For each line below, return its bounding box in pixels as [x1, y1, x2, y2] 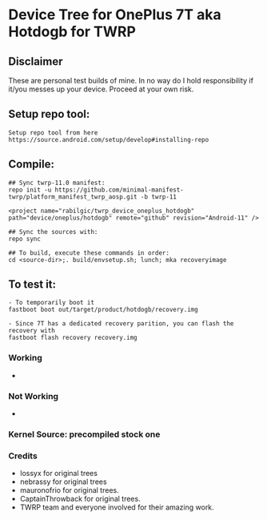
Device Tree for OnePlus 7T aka [8, 6, 221, 24]
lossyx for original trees [19, 469, 98, 478]
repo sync [8, 235, 42, 243]
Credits [8, 450, 38, 462]
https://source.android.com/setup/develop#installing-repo [8, 135, 209, 143]
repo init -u [8, 186, 52, 194]
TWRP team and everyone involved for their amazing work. [19, 502, 214, 512]
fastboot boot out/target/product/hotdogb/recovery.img [8, 306, 198, 314]
